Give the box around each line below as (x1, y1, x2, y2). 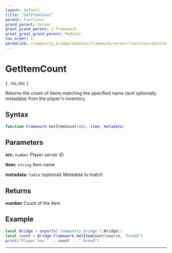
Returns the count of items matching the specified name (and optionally (5, 90, 157, 96)
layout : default (5, 7, 40, 13)
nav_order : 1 (5, 36, 33, 42)
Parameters (5, 138, 44, 147)
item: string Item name (5, 162, 55, 168)
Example (5, 215, 34, 224)
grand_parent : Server (5, 22, 52, 27)
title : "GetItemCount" (5, 12, 54, 17)
